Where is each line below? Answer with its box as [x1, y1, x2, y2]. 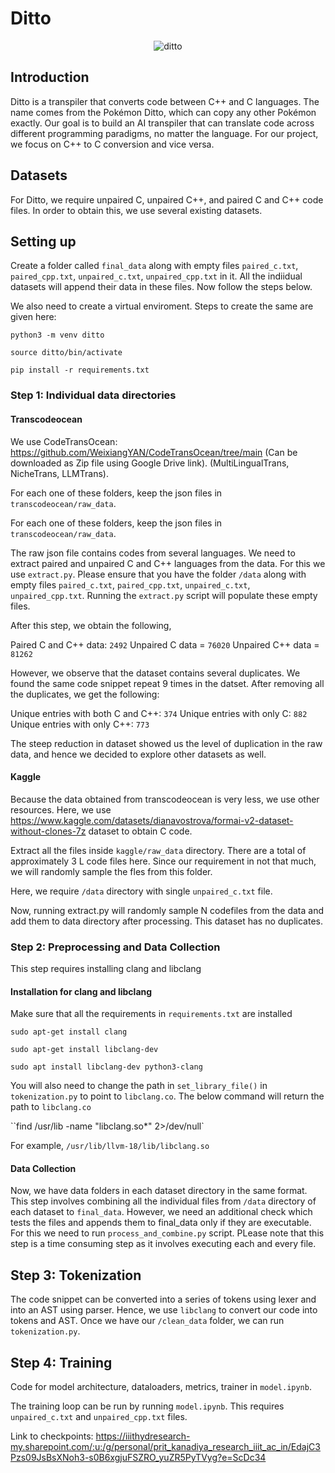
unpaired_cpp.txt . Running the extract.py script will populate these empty [10, 589, 318, 601]
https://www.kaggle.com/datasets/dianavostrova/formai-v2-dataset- [10, 814, 294, 826]
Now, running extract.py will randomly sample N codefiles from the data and [10, 904, 325, 916]
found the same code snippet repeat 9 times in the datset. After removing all [10, 677, 325, 689]
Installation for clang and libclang [10, 985, 153, 997]
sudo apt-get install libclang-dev [10, 1045, 159, 1055]
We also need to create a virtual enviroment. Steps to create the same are [10, 300, 314, 312]
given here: [10, 311, 57, 323]
